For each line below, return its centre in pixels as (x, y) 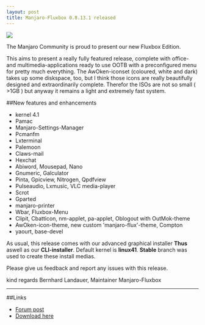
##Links (16, 298)
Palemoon (28, 147)
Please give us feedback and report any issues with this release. (87, 268)
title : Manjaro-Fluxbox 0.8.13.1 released (61, 18)
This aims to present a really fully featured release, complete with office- (98, 58)
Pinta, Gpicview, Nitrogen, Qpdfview (61, 179)
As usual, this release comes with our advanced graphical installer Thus (97, 243)
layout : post (23, 12)
